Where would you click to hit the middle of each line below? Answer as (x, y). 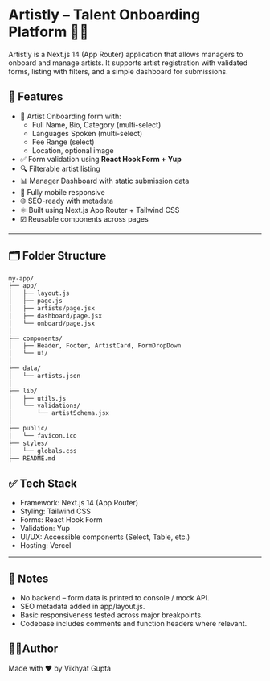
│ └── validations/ (45, 406)
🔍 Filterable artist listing (60, 168)
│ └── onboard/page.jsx (51, 323)
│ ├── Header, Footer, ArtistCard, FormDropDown (95, 346)
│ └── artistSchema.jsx (59, 413)
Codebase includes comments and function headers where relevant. (133, 624)
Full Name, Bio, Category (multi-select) (96, 125)
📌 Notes (29, 578)
